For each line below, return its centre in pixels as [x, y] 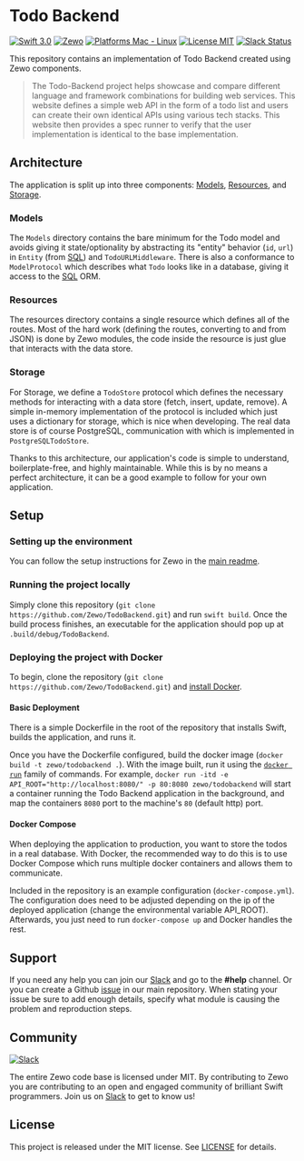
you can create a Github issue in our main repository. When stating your [144, 990]
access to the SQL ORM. [55, 276]
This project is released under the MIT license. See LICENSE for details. [143, 1146]
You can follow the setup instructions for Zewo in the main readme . [135, 561]
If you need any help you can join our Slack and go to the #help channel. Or [151, 980]
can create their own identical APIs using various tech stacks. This [156, 115]
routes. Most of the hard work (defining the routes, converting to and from [148, 329]
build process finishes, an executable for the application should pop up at [147, 624]
